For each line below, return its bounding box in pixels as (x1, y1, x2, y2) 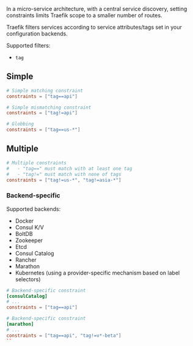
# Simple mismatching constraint (6, 104, 92, 111)
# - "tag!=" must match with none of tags (6, 171, 122, 177)
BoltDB (15, 230, 33, 237)
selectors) (15, 275, 41, 283)
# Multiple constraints (6, 160, 67, 166)
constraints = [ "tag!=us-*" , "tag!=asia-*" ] (6, 177, 122, 183)
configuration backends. (6, 30, 68, 37)
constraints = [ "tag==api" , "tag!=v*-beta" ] (6, 333, 122, 339)
